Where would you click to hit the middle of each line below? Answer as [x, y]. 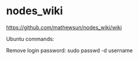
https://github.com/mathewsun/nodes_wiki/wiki [64, 27]
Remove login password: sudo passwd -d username [69, 50]
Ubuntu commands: [30, 39]
